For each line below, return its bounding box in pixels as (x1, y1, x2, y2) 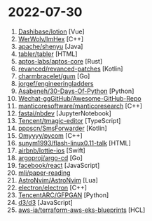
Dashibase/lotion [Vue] (18, 27, 85, 36)
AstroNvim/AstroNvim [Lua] (18, 176, 99, 184)
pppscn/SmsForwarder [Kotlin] (18, 124, 107, 132)
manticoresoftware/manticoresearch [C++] (18, 101, 143, 110)
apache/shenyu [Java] (18, 42, 83, 50)
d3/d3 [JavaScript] (18, 198, 73, 206)
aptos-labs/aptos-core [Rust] (18, 57, 103, 65)
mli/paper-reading (18, 169, 71, 177)
